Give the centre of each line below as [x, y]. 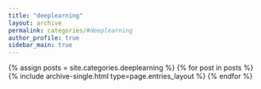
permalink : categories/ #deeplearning [71, 30]
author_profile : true [44, 38]
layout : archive [35, 23]
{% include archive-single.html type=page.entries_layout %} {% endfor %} [130, 76]
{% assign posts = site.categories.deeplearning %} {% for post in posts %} [131, 68]
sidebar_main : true [40, 45]
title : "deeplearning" [46, 15]
